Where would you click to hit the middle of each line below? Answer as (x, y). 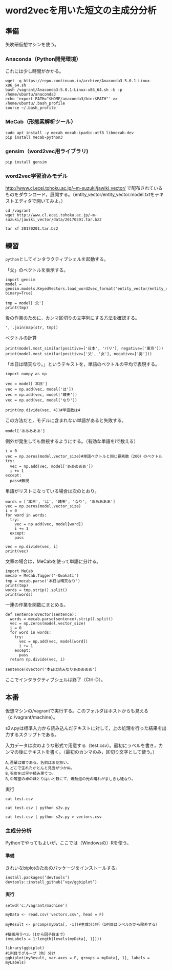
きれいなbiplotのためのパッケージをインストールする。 (63, 868)
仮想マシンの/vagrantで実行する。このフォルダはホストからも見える (77, 710)
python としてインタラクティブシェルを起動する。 (57, 259)
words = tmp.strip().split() (36, 590)
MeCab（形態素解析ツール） (41, 122)
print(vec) (17, 551)
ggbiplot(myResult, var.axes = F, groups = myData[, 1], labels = (78, 958)
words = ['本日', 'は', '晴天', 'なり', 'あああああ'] (60, 502)
